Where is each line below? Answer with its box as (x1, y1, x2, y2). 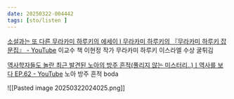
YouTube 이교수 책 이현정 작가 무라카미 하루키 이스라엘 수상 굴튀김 (31, 46, 214, 54)
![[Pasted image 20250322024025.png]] (7, 84, 125, 92)
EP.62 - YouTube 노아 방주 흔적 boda (14, 70, 119, 78)
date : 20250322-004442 (7, 10, 74, 18)
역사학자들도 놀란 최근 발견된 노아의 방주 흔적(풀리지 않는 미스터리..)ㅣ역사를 (7, 60, 216, 69)
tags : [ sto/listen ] (7, 17, 68, 24)
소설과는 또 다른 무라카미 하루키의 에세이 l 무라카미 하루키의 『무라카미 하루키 (7, 37, 219, 46)
